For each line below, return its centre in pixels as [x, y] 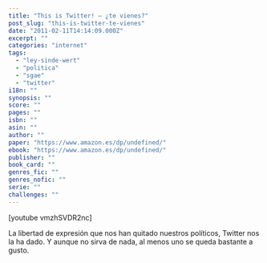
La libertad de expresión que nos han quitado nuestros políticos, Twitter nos [134, 233]
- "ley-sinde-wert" [48, 61]
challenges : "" [34, 194]
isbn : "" [23, 120]
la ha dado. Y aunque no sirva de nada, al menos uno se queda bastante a [131, 241]
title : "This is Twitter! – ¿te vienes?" [79, 16]
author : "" [26, 135]
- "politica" [37, 68]
